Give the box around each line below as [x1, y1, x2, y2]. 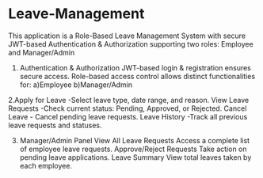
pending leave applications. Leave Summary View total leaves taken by [19, 152, 252, 162]
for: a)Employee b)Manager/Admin [19, 80, 133, 89]
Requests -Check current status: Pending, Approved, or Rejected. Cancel [8, 104, 247, 113]
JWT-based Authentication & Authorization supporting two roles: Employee [8, 39, 253, 48]
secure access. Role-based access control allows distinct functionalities [19, 71, 256, 81]
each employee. [19, 161, 73, 170]
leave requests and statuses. [8, 120, 102, 130]
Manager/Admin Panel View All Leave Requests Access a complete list [19, 135, 250, 145]
